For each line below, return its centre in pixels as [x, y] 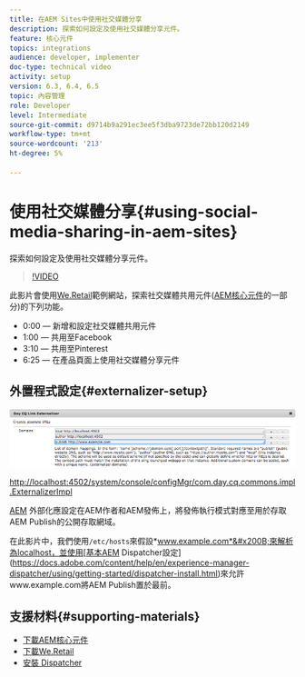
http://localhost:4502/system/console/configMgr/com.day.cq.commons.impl [152, 483]
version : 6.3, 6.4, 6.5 [54, 86]
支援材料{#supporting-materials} [105, 617]
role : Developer [40, 105]
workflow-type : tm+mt [50, 134]
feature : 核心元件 [42, 38]
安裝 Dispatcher [52, 662]
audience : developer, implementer [75, 58]
